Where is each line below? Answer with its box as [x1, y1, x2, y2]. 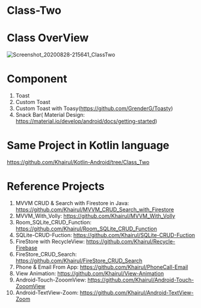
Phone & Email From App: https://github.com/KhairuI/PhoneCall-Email [15, 263, 188, 271]
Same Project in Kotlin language [7, 139, 170, 152]
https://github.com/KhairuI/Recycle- [85, 238, 176, 245]
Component [7, 72, 68, 86]
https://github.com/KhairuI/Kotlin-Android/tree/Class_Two [7, 159, 150, 165]
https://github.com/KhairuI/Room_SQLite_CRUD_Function [15, 225, 157, 232]
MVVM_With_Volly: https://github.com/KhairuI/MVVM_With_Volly [15, 212, 176, 220]
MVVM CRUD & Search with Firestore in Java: [15, 199, 129, 206]
